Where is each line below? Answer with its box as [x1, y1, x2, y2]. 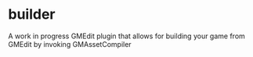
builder [8, 5, 56, 23]
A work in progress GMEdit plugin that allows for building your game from [8, 31, 245, 41]
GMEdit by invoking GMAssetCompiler [8, 39, 132, 48]
